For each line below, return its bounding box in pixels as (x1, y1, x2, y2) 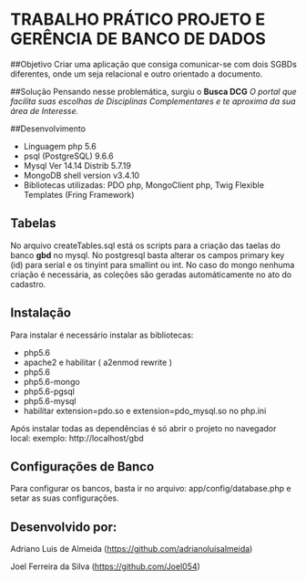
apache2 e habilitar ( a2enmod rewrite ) (23, 357, 172, 368)
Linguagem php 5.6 (23, 140, 97, 151)
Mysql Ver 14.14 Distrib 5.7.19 (23, 160, 131, 171)
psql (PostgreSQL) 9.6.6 (23, 150, 114, 161)
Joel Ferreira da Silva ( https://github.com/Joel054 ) (10, 561, 201, 572)
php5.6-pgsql (23, 386, 76, 397)
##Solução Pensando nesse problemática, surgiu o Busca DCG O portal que (10, 86, 297, 97)
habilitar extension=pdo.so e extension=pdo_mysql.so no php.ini (23, 405, 267, 416)
